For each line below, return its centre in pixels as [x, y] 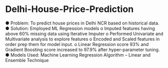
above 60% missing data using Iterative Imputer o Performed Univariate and [84, 33]
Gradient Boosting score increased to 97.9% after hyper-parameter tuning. [82, 49]
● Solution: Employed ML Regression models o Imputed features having [80, 28]
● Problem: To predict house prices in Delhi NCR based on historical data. [82, 23]
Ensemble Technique [27, 60]
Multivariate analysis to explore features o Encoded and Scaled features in [82, 39]
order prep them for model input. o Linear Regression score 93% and [77, 44]
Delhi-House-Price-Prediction [69, 9]
